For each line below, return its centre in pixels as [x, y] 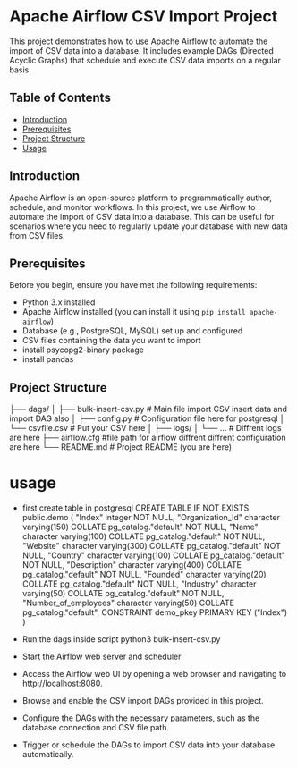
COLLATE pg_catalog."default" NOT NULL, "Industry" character [139, 584]
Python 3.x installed [59, 302]
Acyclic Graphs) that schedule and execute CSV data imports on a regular [145, 60]
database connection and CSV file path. [96, 728]
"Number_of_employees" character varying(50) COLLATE [128, 603]
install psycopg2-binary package [83, 350]
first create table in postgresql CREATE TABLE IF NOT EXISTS [136, 508]
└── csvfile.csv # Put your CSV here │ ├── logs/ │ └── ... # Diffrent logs [145, 428]
